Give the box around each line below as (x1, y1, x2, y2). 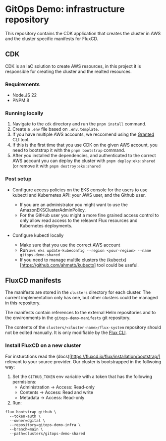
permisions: (12, 379, 37, 385)
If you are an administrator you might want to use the (19, 202, 128, 208)
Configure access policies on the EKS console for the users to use (12, 187, 148, 193)
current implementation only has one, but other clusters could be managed (5, 295, 158, 301)
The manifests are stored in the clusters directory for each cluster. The (5, 289, 151, 295)
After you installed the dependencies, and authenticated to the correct (12, 153, 156, 159)
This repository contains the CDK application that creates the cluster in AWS (5, 30, 161, 36)
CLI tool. (12, 137, 30, 143)
